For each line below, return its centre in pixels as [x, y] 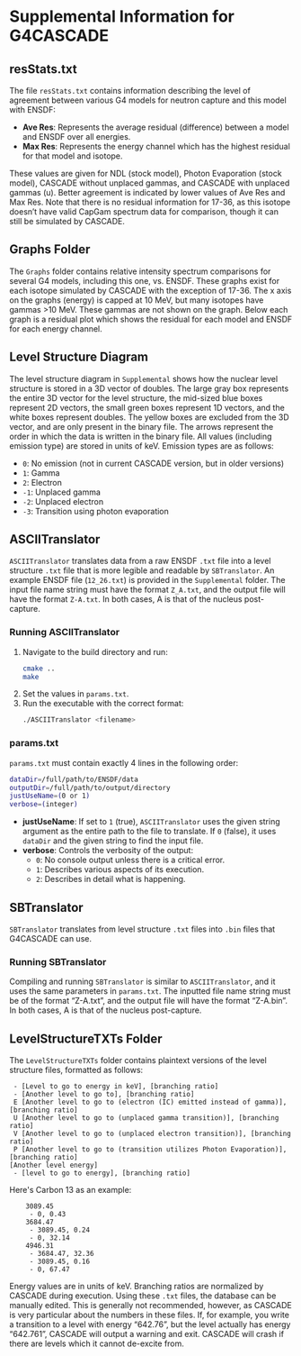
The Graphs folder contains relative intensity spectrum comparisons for [140, 271]
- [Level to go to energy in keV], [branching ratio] [116, 1087]
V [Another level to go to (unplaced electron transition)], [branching [152, 1134]
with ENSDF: [32, 109]
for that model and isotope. [72, 156]
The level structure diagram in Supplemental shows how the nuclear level [144, 378]
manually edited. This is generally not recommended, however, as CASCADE [150, 1306]
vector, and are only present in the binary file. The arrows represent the [142, 426]
